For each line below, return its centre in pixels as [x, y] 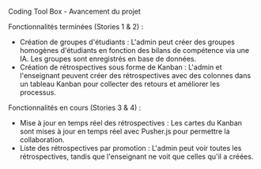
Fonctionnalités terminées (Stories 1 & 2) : [76, 26]
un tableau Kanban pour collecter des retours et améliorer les [119, 84]
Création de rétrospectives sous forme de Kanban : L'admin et [121, 67]
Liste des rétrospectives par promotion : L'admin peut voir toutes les [130, 148]
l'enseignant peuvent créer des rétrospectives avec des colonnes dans [135, 75]
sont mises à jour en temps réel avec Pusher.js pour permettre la [125, 131]
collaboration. [42, 140]
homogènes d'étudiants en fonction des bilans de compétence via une [134, 50]
